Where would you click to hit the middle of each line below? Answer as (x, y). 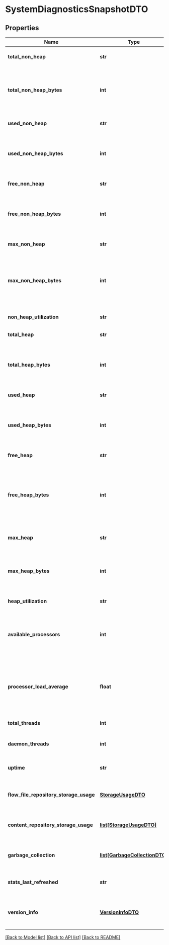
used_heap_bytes (30, 425)
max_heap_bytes (29, 571)
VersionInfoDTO (119, 912)
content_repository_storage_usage (50, 825)
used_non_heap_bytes (35, 153)
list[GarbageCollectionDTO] (134, 855)
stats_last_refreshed (33, 882)
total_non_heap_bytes (35, 90)
